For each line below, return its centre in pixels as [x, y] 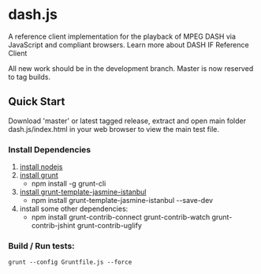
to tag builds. [30, 77]
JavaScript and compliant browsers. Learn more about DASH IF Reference [129, 44]
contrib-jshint [53, 226]
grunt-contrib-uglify [109, 226]
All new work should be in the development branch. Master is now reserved [131, 68]
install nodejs [41, 167]
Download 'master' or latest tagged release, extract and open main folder [127, 121]
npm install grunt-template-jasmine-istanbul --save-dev [122, 201]
